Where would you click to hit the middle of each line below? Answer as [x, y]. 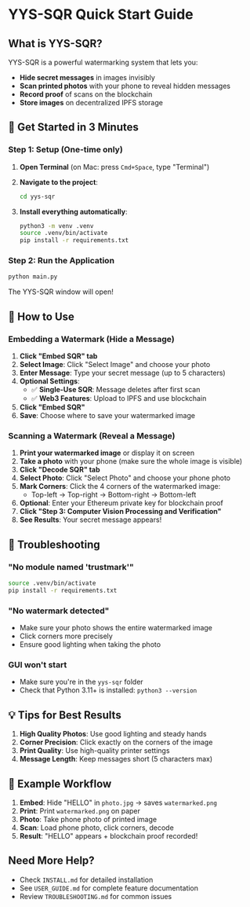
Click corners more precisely [66, 636]
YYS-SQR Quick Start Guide [101, 15]
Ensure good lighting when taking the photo [90, 644]
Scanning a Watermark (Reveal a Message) [92, 435]
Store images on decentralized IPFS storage [91, 103]
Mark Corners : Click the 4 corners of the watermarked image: [120, 487]
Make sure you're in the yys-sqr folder [81, 682]
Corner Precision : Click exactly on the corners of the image [116, 742]
